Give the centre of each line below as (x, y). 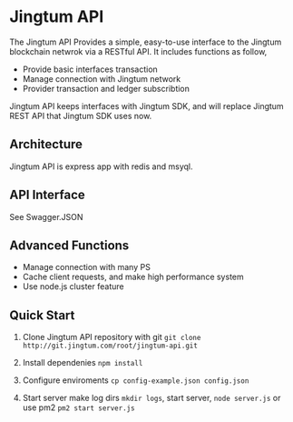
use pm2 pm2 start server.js (78, 407)
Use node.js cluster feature (73, 286)
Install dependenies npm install (83, 363)
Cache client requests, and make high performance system (133, 277)
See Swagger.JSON (46, 216)
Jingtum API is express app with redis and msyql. (101, 166)
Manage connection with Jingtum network (102, 78)
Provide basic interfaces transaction (90, 69)
